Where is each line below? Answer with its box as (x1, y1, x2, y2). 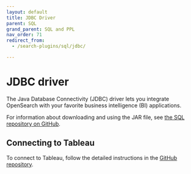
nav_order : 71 (6, 32, 43, 38)
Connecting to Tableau (6, 138, 95, 148)
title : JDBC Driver (6, 15, 56, 21)
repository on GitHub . (6, 120, 61, 127)
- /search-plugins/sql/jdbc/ (12, 43, 86, 50)
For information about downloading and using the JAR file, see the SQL (6, 113, 185, 121)
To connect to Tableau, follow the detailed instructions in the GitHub (6, 154, 178, 161)
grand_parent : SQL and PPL (6, 26, 75, 32)
